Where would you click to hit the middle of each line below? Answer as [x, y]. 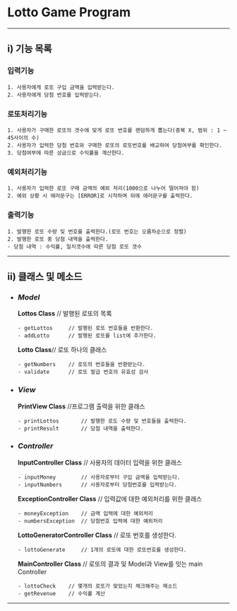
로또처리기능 [28, 114]
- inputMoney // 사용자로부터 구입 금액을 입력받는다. [99, 477]
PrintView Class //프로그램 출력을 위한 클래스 [81, 406]
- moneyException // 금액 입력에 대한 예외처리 [85, 513]
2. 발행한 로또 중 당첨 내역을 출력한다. [58, 239]
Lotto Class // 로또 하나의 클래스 [62, 350]
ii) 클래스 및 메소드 [45, 276]
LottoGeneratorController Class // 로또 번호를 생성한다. [97, 535]
